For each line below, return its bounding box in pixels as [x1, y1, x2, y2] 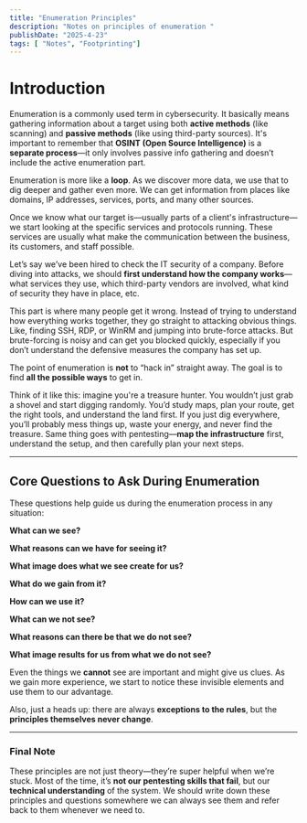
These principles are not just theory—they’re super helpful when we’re [9, 765, 275, 777]
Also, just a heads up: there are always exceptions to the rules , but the [9, 704, 277, 714]
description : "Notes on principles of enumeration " [9, 22, 215, 31]
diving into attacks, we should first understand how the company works [9, 269, 285, 280]
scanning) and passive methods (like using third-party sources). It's [9, 128, 268, 139]
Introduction [9, 79, 106, 99]
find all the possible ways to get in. [9, 372, 143, 383]
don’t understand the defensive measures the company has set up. [9, 345, 262, 356]
